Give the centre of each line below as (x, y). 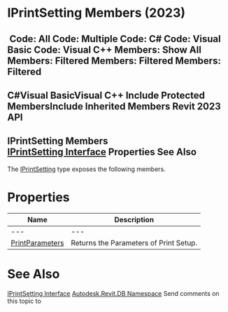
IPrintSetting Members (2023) (97, 13)
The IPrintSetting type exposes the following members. (86, 169)
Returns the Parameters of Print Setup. (134, 243)
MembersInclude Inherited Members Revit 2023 (114, 106)
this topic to (24, 301)
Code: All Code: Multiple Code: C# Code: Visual (115, 39)
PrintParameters (37, 243)
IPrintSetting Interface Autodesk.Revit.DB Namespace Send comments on (113, 293)
